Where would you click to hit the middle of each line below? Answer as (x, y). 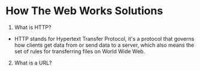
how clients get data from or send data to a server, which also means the (104, 45)
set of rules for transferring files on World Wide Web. (80, 51)
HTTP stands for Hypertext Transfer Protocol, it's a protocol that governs (104, 38)
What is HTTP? (33, 27)
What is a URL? (33, 63)
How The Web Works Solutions (84, 11)
